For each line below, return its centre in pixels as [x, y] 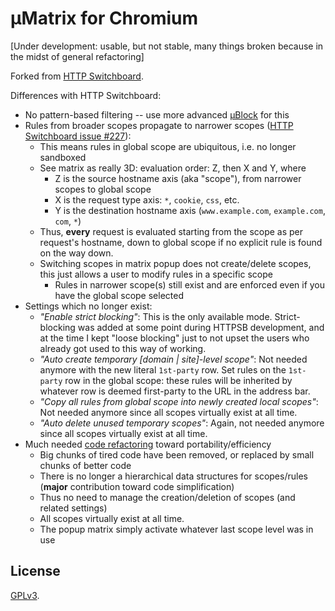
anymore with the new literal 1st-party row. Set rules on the [163, 369]
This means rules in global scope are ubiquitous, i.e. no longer [168, 146]
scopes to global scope [103, 189]
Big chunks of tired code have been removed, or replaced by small [177, 454]
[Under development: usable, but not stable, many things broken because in [167, 46]
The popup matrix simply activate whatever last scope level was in [176, 529]
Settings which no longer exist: [88, 306]
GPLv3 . [25, 595]
